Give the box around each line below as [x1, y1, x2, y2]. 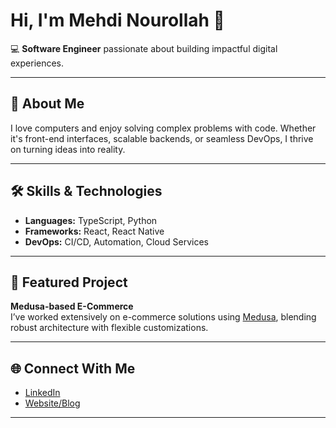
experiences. [10, 57, 65, 69]
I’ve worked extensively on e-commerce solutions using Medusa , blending [10, 311, 317, 323]
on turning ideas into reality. [10, 143, 126, 155]
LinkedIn [24, 387, 61, 399]
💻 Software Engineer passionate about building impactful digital [10, 42, 278, 54]
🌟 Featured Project [10, 274, 128, 291]
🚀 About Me [10, 95, 85, 113]
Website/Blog [24, 397, 81, 409]
